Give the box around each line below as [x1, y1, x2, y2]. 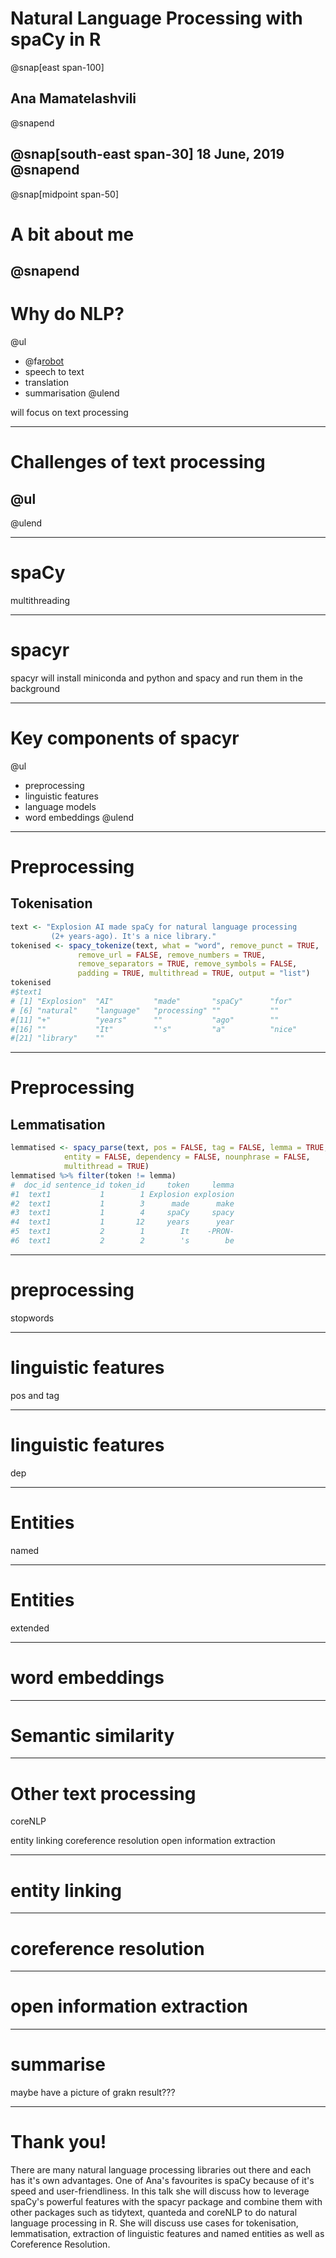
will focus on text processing [10, 407, 129, 419]
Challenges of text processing [10, 451, 266, 474]
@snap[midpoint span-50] [10, 188, 120, 200]
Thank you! [10, 2131, 107, 2154]
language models [24, 800, 97, 812]
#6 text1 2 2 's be [10, 1236, 235, 1246]
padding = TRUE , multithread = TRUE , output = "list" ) [77, 968, 311, 979]
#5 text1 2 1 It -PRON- [10, 1227, 235, 1237]
